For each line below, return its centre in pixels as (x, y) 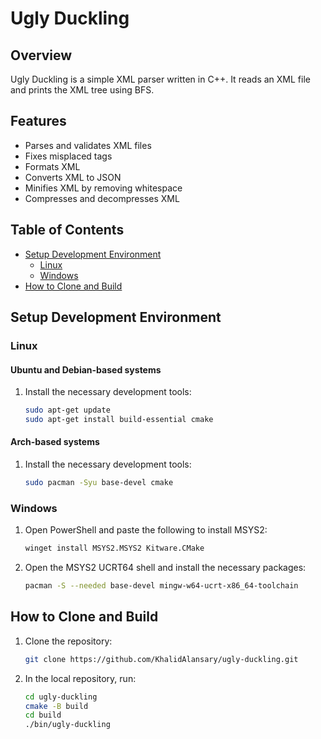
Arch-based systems (55, 442)
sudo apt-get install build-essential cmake (119, 420)
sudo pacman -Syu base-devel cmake (99, 483)
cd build (43, 715)
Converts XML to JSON (73, 177)
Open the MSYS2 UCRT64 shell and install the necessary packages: (165, 568)
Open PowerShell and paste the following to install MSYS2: (146, 530)
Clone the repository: (68, 641)
